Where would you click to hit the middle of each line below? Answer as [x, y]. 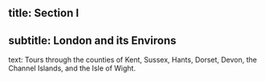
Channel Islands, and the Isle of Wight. [72, 68]
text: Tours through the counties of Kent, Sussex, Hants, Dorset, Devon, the [133, 60]
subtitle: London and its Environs [92, 40]
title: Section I [44, 13]
